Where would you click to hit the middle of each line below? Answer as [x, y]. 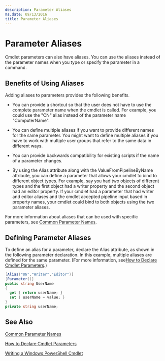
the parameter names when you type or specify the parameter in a [72, 62]
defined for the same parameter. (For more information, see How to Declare [81, 260]
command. [16, 68]
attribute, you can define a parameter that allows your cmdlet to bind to [84, 176]
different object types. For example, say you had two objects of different [85, 181]
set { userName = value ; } [37, 298]
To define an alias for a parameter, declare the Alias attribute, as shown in [80, 249]
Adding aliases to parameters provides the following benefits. [67, 95]
